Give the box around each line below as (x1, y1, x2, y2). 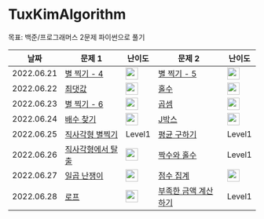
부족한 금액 (158, 185, 197, 196)
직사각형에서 (64, 144, 108, 155)
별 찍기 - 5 (158, 68, 197, 79)
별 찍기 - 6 (64, 99, 104, 110)
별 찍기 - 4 (64, 68, 104, 79)
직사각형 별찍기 (64, 129, 118, 140)
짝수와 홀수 (158, 149, 197, 160)
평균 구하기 (158, 129, 197, 140)
